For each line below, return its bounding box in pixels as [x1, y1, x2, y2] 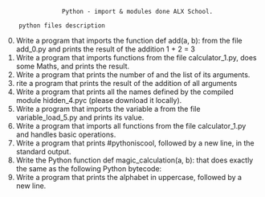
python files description [18, 22, 106, 30]
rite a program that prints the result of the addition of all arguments [15, 79, 238, 88]
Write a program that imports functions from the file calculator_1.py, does [15, 53, 257, 62]
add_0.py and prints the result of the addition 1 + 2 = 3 [15, 44, 195, 54]
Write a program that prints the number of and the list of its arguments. [15, 70, 251, 80]
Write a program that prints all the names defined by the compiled [15, 87, 234, 96]
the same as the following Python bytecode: [15, 164, 162, 173]
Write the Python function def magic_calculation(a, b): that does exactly [15, 155, 254, 165]
